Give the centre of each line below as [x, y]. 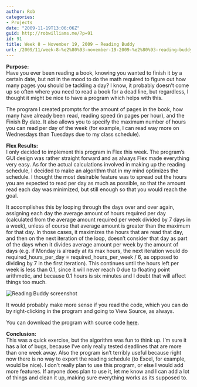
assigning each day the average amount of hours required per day [86, 213]
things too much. [26, 282]
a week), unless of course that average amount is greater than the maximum [98, 226]
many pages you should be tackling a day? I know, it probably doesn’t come [98, 85]
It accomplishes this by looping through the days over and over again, [90, 207]
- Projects [19, 22]
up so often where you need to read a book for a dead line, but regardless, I [97, 91]
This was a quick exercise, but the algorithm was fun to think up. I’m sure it [96, 340]
